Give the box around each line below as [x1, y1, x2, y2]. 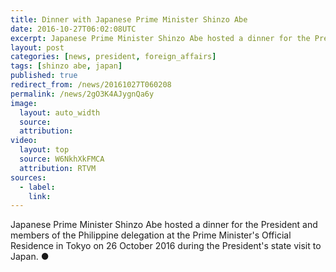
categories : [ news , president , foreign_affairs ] [10, 52, 217, 62]
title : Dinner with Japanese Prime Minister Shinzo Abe [10, 14, 248, 25]
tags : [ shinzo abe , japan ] [10, 61, 123, 71]
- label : [19, 182, 56, 192]
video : [10, 136, 38, 146]
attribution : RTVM [19, 163, 97, 173]
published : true [10, 71, 78, 81]
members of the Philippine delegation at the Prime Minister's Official [10, 229, 292, 241]
